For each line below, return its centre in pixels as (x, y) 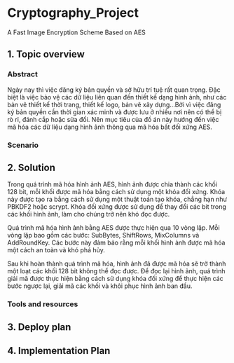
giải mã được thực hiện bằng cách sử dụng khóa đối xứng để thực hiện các (115, 279)
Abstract (23, 74)
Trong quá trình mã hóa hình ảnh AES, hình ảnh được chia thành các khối (112, 184)
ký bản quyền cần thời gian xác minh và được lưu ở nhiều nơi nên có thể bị (115, 112)
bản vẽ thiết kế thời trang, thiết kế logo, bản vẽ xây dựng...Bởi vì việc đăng (114, 104)
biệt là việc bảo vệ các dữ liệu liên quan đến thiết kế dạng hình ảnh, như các (117, 97)
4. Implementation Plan (59, 351)
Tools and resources (43, 304)
